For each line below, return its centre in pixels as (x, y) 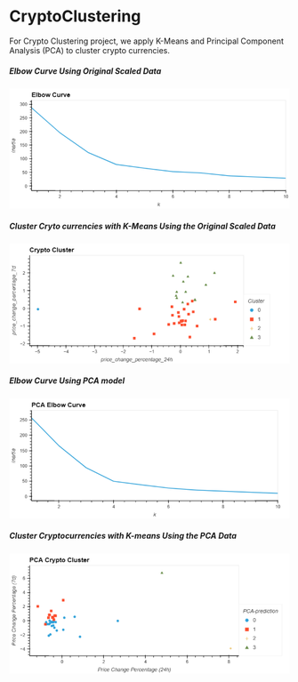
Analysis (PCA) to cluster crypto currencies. (90, 50)
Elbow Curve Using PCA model (67, 381)
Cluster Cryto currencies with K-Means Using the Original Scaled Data (142, 226)
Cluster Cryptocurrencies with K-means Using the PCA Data (123, 536)
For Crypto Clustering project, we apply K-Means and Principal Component (147, 41)
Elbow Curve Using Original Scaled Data (85, 71)
